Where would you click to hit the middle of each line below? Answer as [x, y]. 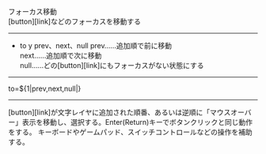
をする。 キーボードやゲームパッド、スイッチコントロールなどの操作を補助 [130, 132]
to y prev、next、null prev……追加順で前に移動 [96, 45]
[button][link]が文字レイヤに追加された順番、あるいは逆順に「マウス [120, 112]
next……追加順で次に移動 [61, 55]
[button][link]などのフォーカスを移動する [74, 21]
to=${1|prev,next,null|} [45, 88]
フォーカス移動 [32, 11]
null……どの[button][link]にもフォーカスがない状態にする [112, 65]
